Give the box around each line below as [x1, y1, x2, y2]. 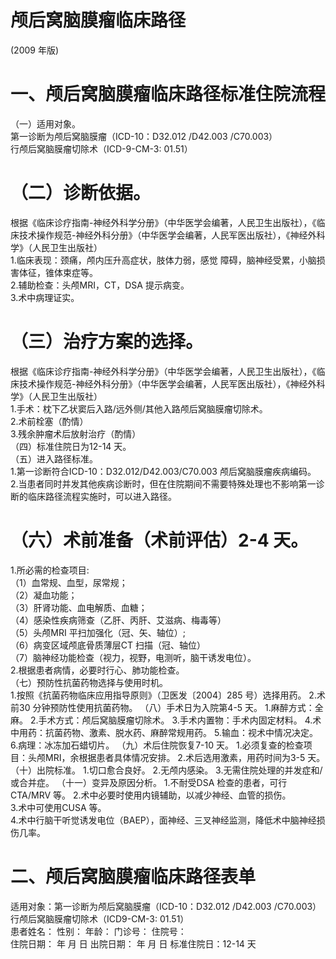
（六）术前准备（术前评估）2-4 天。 [10, 529, 309, 551]
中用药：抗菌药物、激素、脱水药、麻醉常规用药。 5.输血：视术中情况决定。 [10, 726, 318, 738]
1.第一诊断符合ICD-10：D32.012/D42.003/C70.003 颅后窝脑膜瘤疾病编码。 [10, 465, 317, 477]
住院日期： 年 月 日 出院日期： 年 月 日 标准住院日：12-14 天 [10, 937, 257, 950]
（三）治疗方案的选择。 [10, 331, 204, 353]
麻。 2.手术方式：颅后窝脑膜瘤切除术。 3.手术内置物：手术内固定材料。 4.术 [10, 714, 322, 726]
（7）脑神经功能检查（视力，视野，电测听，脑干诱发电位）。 [10, 651, 257, 663]
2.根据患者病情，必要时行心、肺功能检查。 [10, 664, 185, 676]
